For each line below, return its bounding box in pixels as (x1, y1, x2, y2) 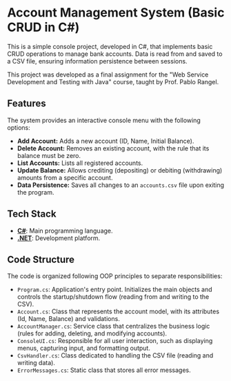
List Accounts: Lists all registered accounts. (17, 159, 143, 167)
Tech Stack (7, 208, 57, 220)
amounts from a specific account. (17, 173, 113, 182)
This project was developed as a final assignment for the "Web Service (7, 70, 209, 79)
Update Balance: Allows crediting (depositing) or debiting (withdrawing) (17, 166, 223, 174)
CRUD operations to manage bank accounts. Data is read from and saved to (7, 50, 223, 58)
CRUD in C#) (7, 19, 80, 35)
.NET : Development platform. (17, 233, 101, 242)
